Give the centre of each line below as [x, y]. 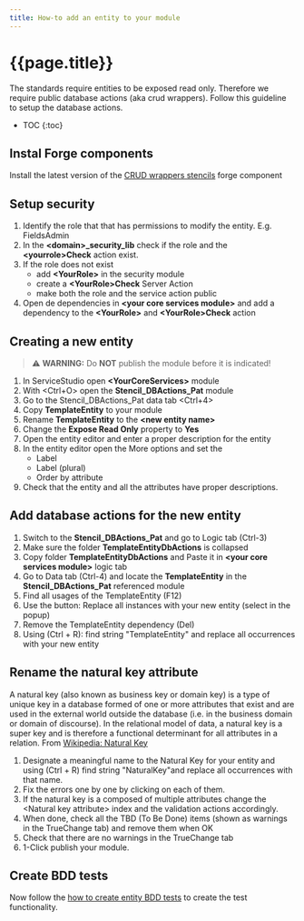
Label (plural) [61, 468]
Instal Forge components [82, 153]
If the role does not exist [68, 265]
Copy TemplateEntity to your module [93, 410]
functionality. [34, 907]
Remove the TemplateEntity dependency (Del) [108, 625]
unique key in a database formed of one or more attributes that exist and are [152, 704]
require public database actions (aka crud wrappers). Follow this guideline [148, 97]
